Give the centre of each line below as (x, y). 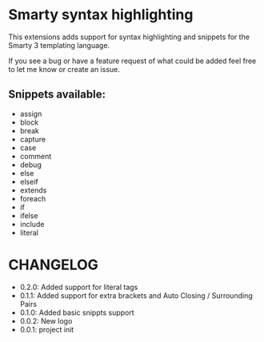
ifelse (29, 215)
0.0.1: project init (47, 329)
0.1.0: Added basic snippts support (77, 312)
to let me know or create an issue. (64, 69)
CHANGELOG (53, 264)
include (32, 224)
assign (31, 113)
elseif (29, 181)
